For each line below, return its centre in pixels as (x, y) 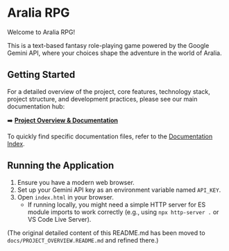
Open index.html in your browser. (66, 197)
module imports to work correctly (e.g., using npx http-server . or (123, 212)
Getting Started (41, 75)
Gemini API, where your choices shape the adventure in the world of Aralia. (114, 53)
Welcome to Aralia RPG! (41, 32)
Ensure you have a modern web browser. (76, 182)
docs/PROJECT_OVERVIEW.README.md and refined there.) (83, 240)
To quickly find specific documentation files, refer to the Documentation (110, 136)
